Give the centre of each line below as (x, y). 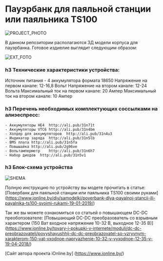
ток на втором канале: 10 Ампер (39, 96)
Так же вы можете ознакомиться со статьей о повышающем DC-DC (76, 213)
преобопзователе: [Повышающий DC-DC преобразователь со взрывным (81, 218)
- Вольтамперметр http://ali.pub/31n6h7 (50, 151)
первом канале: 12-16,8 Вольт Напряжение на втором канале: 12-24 (76, 86)
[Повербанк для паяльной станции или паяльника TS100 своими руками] (82, 192)
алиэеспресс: (22, 115)
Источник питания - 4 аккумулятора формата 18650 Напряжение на (76, 81)
